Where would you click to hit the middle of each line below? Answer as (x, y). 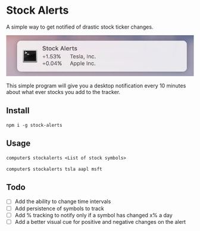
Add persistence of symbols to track (59, 208)
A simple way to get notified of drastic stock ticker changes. (80, 27)
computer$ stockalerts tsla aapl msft (54, 169)
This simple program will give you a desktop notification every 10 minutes (96, 86)
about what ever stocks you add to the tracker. (63, 92)
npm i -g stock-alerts (34, 125)
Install (18, 111)
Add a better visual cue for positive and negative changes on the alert (100, 221)
